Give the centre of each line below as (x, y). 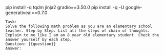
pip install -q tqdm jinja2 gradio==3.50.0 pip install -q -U (65, 7)
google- (134, 7)
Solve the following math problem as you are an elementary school (79, 26)
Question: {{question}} (31, 44)
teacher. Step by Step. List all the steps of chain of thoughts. (78, 31)
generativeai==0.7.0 (26, 13)
